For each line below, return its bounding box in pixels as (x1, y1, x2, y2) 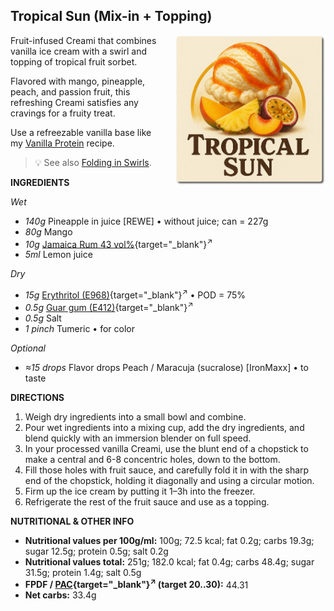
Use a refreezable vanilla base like (10, 126, 152, 138)
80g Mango (24, 225, 73, 238)
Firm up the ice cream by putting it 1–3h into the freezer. (24, 485, 256, 497)
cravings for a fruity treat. (10, 107, 116, 119)
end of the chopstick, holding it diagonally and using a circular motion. (24, 474, 315, 486)
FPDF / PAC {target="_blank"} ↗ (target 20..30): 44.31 (24, 577, 249, 591)
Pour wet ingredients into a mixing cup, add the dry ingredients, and (24, 421, 305, 433)
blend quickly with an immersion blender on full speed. (24, 432, 252, 444)
